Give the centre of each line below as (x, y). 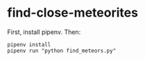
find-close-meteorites (73, 13)
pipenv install (29, 44)
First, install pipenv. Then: (44, 32)
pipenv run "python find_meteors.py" (62, 51)
